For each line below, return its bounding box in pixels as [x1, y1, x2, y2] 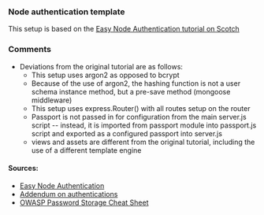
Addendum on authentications [19, 189, 118, 198]
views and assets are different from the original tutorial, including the [31, 137, 255, 146]
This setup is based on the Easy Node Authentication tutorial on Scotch [8, 24, 240, 34]
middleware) [31, 95, 73, 105]
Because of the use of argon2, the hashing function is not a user [31, 78, 241, 88]
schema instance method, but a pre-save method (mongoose [31, 87, 231, 96]
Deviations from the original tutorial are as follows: [19, 61, 184, 71]
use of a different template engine [31, 145, 142, 155]
